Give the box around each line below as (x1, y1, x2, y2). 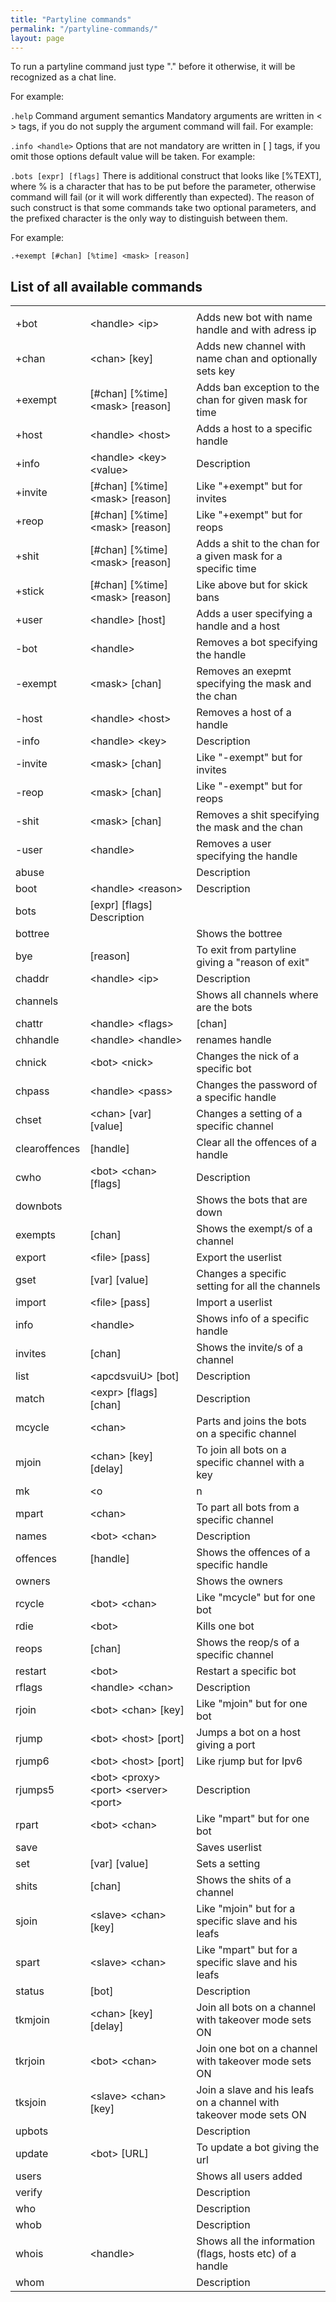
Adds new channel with (196, 339, 307, 353)
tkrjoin (15, 2054, 46, 2068)
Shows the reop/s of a (196, 1636, 300, 1650)
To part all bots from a (196, 1501, 300, 1515)
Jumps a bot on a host (196, 1726, 301, 1740)
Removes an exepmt (196, 664, 292, 678)
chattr (15, 1017, 44, 1031)
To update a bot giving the (196, 2141, 320, 2155)
